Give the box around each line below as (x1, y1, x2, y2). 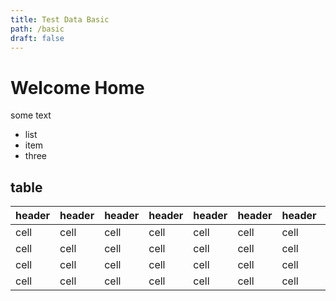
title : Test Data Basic (10, 14, 110, 25)
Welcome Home (10, 76, 145, 99)
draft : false (10, 33, 65, 43)
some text (10, 109, 52, 121)
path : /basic (10, 24, 65, 34)
